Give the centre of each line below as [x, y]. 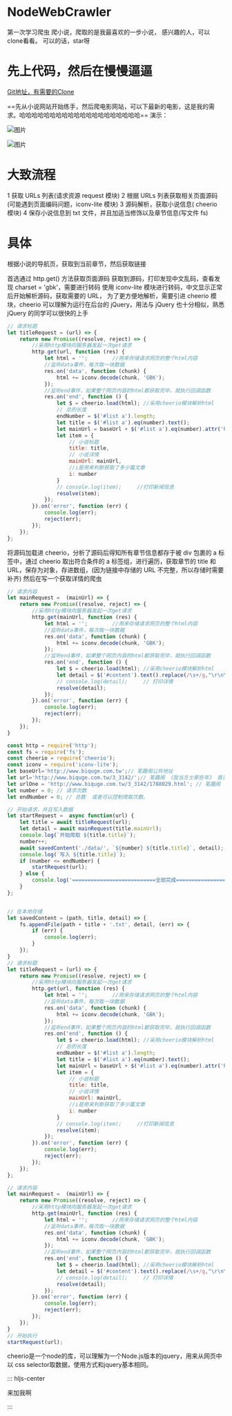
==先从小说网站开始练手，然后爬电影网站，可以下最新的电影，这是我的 [108, 106]
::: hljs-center [26, 1379]
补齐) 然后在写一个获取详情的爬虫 [55, 578]
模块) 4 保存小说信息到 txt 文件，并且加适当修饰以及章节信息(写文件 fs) [108, 212]
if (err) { [48, 931]
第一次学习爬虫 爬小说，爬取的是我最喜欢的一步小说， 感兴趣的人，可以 [109, 32]
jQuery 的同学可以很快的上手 [48, 313]
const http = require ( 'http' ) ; [52, 745]
